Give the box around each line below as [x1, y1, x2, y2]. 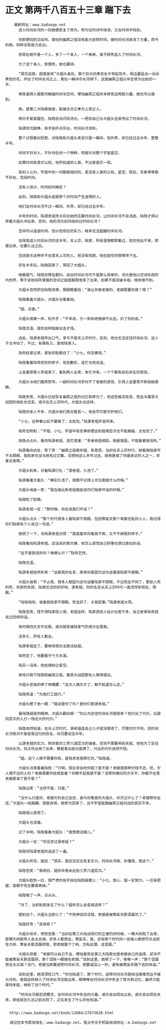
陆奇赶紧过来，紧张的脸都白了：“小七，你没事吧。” [18, 350, 106, 355]
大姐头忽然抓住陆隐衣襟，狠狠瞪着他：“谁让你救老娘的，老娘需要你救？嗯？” [18, 287, 152, 292]
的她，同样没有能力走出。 [5, 42, 50, 47]
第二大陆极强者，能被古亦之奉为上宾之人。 [29, 107, 104, 112]
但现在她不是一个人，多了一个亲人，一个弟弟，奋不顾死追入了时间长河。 [18, 52, 144, 57]
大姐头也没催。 [18, 820, 45, 825]
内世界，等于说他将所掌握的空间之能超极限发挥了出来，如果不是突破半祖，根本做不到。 [5, 277, 157, 283]
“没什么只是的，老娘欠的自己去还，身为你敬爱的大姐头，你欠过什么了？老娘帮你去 [18, 795, 161, 801]
